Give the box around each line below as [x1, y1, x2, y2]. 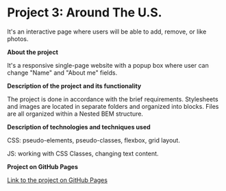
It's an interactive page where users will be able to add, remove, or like [7, 27, 207, 36]
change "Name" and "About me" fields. [7, 68, 118, 77]
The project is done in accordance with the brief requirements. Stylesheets [7, 94, 218, 103]
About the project [7, 48, 58, 56]
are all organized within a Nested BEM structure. [7, 110, 144, 118]
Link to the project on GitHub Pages [7, 176, 108, 184]
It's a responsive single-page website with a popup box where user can [7, 61, 209, 69]
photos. [7, 34, 29, 42]
